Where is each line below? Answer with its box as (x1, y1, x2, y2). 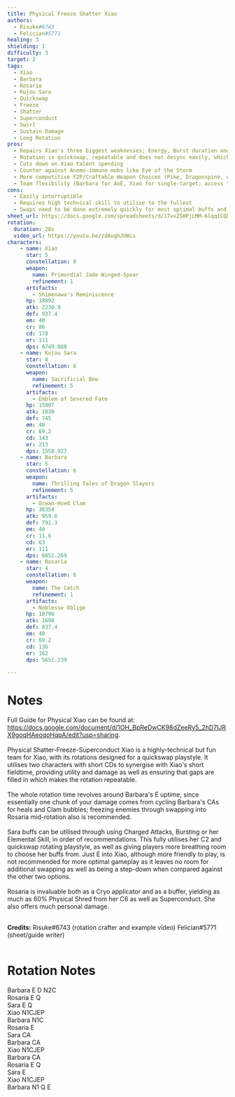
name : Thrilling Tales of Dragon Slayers (32, 480, 155, 487)
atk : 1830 (25, 408, 55, 415)
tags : (7, 62, 23, 69)
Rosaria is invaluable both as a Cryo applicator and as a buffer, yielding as (7, 887, 220, 896)
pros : (7, 141, 23, 148)
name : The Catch (32, 584, 80, 592)
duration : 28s (13, 225, 55, 232)
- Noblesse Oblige (32, 604, 86, 611)
